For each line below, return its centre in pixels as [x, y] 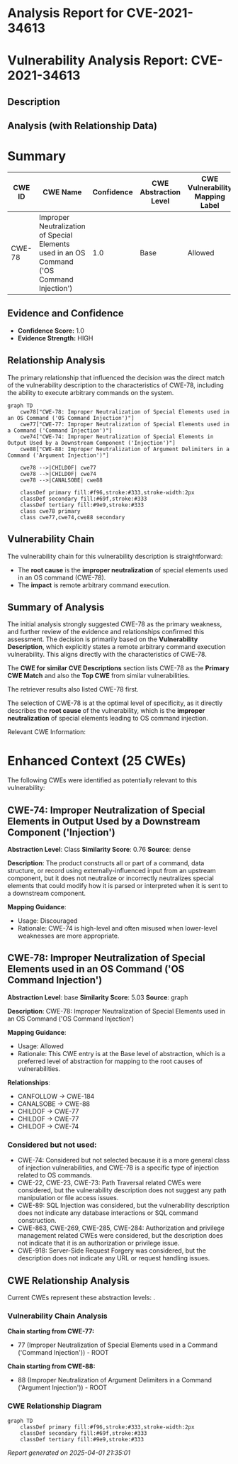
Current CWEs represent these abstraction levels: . [81, 1298]
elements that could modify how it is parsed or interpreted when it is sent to [118, 886]
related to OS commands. [55, 1175]
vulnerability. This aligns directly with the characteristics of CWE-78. [107, 655]
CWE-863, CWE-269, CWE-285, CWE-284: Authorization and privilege [121, 1228]
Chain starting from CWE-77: [51, 1331]
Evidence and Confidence [66, 314]
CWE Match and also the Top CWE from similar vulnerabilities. [98, 676]
